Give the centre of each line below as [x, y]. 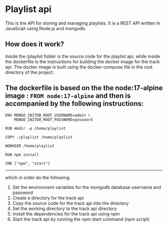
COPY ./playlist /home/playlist [39, 137]
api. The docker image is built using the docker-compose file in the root [79, 67]
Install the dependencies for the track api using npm [66, 213]
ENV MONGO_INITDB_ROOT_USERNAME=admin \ [48, 115]
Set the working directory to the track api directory [64, 208]
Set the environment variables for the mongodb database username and [87, 187]
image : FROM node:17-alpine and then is [68, 96]
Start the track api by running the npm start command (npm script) [81, 219]
